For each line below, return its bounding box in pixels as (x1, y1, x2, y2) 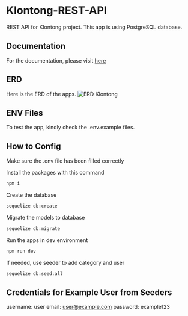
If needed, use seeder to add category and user (6, 259, 125, 266)
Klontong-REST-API (6, 4, 107, 17)
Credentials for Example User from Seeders (6, 287, 172, 297)
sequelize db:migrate (6, 225, 61, 232)
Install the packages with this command (6, 169, 105, 176)
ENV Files (6, 108, 43, 118)
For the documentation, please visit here (6, 57, 106, 64)
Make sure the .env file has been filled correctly (6, 157, 124, 164)
